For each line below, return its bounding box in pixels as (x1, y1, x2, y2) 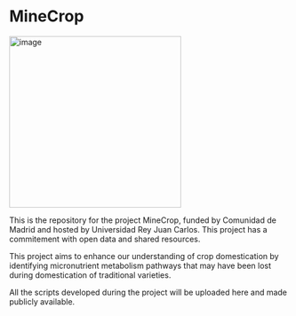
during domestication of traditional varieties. (9, 269, 172, 280)
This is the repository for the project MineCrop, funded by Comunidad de (9, 215, 277, 225)
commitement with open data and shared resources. (9, 233, 201, 244)
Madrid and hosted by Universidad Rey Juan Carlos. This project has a (9, 224, 268, 234)
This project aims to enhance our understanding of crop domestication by (9, 250, 279, 261)
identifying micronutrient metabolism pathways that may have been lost (9, 260, 272, 271)
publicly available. (9, 296, 76, 307)
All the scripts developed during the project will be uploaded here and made (9, 287, 287, 297)
